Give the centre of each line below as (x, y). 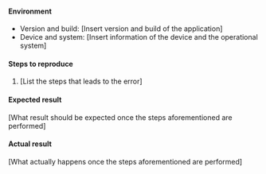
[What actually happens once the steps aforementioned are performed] (125, 161)
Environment (30, 11)
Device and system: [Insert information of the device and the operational (139, 37)
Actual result (30, 144)
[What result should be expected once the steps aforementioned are (120, 117)
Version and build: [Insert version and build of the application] (121, 29)
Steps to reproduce (41, 64)
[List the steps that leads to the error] (81, 81)
